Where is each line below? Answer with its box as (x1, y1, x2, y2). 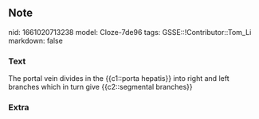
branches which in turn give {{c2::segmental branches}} (8, 83, 193, 92)
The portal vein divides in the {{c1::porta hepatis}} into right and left (8, 74, 230, 83)
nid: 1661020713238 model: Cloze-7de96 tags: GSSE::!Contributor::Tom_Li (8, 27, 252, 36)
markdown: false (8, 36, 64, 45)
